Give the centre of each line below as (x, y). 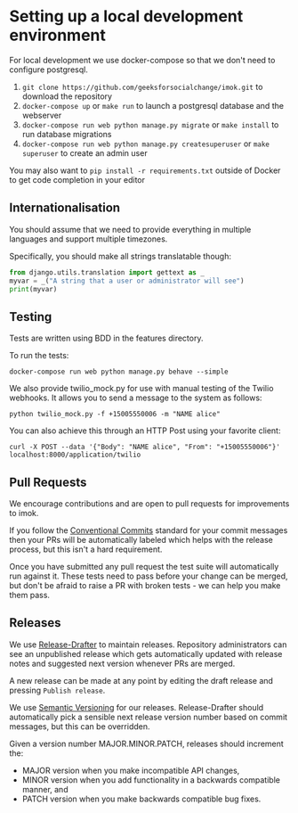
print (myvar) (33, 289)
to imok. (24, 513)
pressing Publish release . (57, 690)
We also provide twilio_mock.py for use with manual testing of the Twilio (141, 389)
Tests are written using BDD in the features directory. (106, 338)
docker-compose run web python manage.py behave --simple (119, 372)
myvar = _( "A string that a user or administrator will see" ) (127, 281)
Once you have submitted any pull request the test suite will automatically (144, 567)
